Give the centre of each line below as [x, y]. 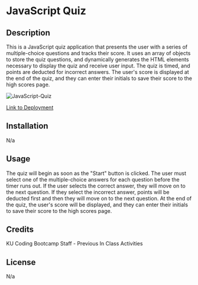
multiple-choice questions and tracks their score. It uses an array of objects [98, 53]
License [21, 262]
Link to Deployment [30, 107]
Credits [20, 230]
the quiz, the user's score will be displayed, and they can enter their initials [97, 205]
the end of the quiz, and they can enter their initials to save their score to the [99, 78]
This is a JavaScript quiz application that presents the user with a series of [97, 47]
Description [28, 33]
